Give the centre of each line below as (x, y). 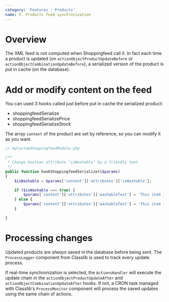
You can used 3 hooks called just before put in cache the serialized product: (84, 104)
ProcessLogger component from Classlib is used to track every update (77, 257)
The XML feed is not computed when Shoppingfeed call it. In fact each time (83, 53)
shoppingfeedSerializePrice (41, 119)
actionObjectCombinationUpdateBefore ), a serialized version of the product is (84, 64)
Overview (26, 40)
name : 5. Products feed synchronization (48, 15)
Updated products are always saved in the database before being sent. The (83, 252)
